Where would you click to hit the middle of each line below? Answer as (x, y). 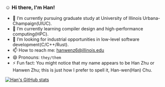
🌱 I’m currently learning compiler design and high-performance (78, 29)
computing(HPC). (30, 34)
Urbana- (151, 18)
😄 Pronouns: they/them (37, 57)
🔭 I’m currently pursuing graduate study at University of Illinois (77, 18)
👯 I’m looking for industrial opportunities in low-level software (76, 39)
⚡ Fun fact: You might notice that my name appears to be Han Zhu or (83, 63)
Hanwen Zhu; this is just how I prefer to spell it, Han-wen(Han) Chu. (82, 70)
